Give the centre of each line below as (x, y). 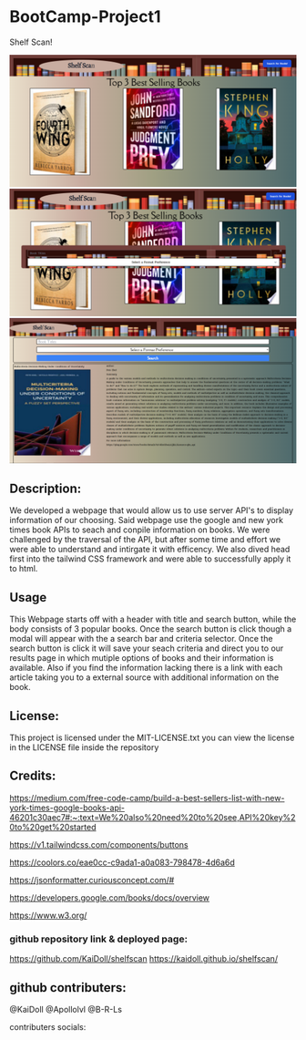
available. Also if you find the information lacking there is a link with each (146, 668)
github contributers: (68, 988)
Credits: (33, 776)
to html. (24, 569)
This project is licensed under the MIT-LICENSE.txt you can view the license (152, 738)
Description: (46, 489)
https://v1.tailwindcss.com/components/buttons (99, 844)
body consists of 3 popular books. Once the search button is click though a (151, 629)
